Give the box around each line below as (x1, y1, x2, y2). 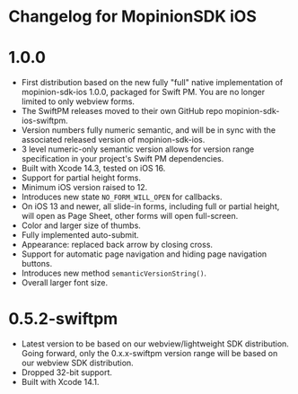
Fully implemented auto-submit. (21, 230, 140, 241)
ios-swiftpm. (21, 115, 68, 127)
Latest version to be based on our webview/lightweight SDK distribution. (21, 338, 289, 349)
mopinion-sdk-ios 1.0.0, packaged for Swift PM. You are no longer (21, 87, 266, 98)
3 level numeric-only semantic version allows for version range (21, 144, 255, 154)
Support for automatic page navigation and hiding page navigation (21, 249, 267, 259)
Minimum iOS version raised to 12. (21, 182, 148, 193)
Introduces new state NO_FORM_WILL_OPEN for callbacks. (21, 191, 223, 203)
